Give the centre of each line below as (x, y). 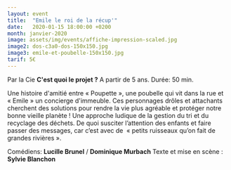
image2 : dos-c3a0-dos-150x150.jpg (58, 46)
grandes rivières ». (34, 138)
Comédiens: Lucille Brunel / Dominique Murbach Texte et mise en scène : (115, 151)
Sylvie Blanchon (32, 159)
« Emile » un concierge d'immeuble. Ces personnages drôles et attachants (115, 100)
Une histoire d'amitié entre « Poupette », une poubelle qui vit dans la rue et (115, 93)
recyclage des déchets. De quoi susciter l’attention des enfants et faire (110, 123)
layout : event (28, 14)
